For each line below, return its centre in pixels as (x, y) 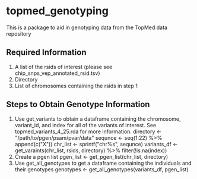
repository (19, 33)
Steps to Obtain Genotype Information (78, 104)
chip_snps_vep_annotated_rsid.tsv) (57, 73)
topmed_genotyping (57, 11)
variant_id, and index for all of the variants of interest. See (85, 125)
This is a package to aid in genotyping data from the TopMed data (87, 27)
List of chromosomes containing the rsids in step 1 (76, 86)
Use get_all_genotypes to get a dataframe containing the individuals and (103, 163)
